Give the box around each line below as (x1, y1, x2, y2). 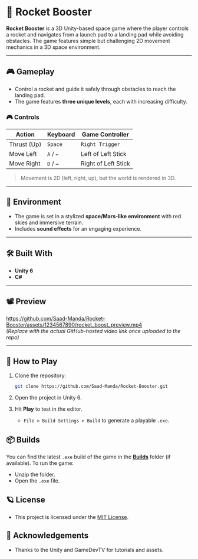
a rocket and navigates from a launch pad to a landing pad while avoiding (6, 31, 184, 38)
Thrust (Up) (9, 141, 42, 149)
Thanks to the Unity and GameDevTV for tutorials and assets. (14, 546, 164, 553)
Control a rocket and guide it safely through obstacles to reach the (14, 85, 176, 92)
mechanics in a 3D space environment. (6, 44, 101, 51)
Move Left (9, 150, 37, 158)
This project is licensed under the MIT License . (14, 513, 129, 520)
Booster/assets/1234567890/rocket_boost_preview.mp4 (6, 321, 143, 328)
